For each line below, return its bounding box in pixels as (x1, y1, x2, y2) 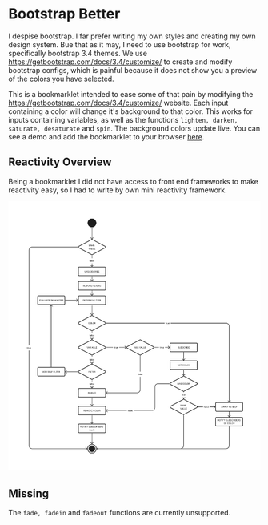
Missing (8, 487, 50, 500)
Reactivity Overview (8, 155, 112, 169)
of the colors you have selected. (8, 74, 114, 83)
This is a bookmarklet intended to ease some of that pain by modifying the (8, 89, 254, 99)
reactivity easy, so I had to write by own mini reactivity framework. (8, 185, 228, 195)
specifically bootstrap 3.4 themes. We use (8, 48, 148, 58)
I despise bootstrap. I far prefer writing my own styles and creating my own (8, 31, 256, 41)
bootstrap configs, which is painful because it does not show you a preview (8, 65, 258, 75)
